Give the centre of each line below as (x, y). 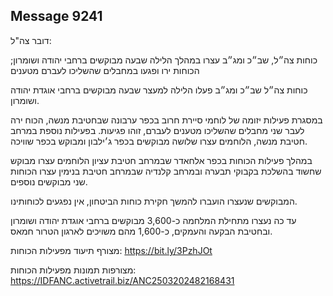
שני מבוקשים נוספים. (49, 181)
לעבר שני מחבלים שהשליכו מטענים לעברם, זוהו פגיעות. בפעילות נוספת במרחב (157, 130)
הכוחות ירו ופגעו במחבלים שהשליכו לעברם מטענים (105, 70)
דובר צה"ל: (31, 40)
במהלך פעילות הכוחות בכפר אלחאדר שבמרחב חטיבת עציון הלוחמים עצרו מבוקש (161, 160)
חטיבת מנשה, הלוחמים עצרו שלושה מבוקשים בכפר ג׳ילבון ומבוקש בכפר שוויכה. (159, 141)
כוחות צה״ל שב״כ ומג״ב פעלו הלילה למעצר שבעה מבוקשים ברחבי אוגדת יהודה (159, 90)
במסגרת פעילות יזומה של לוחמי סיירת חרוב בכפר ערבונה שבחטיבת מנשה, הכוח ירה (166, 120)
